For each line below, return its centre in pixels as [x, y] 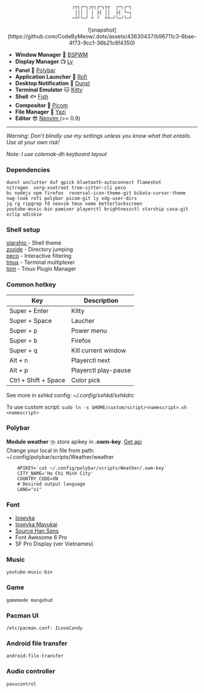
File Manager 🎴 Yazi [40, 112]
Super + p [23, 330]
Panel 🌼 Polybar [35, 70]
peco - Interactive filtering [39, 256]
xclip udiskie [24, 214]
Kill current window [98, 350]
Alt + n [19, 360]
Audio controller [31, 671]
